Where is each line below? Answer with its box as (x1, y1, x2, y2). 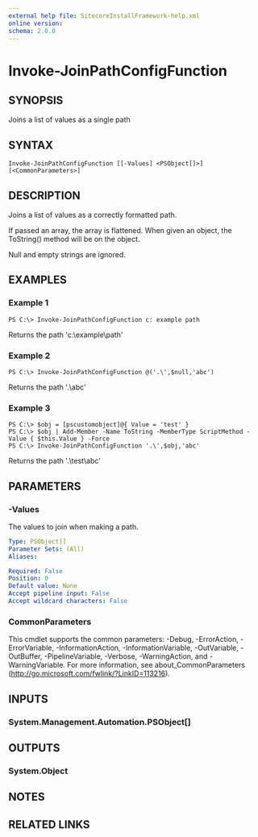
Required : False (8, 567, 63, 575)
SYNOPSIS (8, 94, 64, 107)
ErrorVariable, (8, 643, 55, 653)
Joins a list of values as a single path (8, 115, 131, 125)
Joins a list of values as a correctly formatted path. (8, 210, 177, 219)
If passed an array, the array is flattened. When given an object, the (8, 226, 232, 235)
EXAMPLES (8, 273, 67, 287)
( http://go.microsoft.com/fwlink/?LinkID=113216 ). (8, 668, 171, 678)
